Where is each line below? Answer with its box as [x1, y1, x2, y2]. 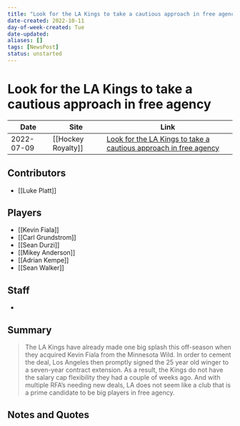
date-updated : [7, 30, 50, 38]
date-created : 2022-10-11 [7, 17, 84, 24]
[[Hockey [52, 133, 84, 143]
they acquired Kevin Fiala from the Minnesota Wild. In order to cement [24, 350, 231, 359]
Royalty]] [52, 143, 84, 153]
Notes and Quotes [7, 409, 90, 421]
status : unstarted [7, 51, 62, 58]
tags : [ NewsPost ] [7, 44, 59, 51]
